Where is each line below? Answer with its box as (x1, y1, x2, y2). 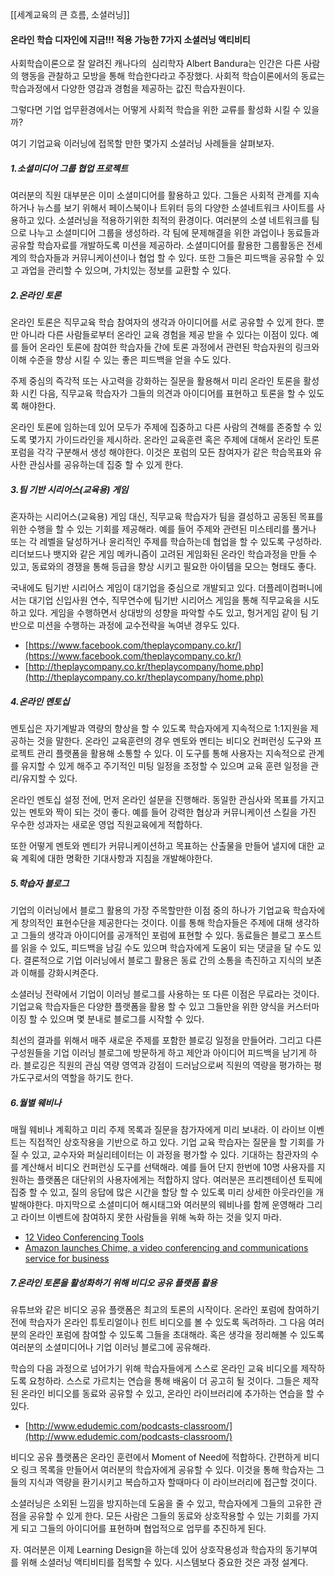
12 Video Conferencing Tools (24, 1231, 145, 1243)
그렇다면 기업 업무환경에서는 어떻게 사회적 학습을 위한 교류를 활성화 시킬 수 (10, 104, 302, 116)
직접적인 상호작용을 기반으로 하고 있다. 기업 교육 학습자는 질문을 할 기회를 (28, 1136, 315, 1148)
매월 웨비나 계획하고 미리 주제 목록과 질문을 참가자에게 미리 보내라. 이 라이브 (10, 1124, 307, 1136)
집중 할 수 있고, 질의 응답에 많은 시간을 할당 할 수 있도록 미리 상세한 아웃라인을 (10, 1186, 314, 1198)
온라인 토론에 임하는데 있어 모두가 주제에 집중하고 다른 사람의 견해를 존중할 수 (10, 421, 312, 433)
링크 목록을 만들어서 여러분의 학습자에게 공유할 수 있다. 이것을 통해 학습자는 (20, 1463, 315, 1475)
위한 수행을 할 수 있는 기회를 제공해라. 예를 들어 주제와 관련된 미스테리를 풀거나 (10, 523, 317, 535)
